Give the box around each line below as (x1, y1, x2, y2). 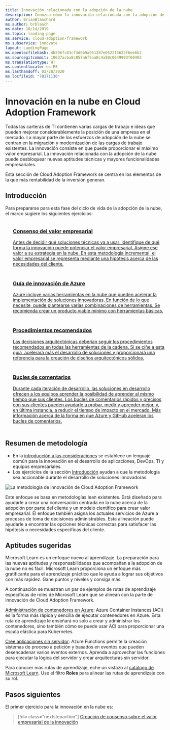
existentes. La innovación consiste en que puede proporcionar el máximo (5, 145, 158, 151)
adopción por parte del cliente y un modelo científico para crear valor (5, 505, 151, 511)
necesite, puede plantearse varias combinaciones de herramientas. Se (12, 302, 160, 308)
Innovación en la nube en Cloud (5, 96, 141, 108)
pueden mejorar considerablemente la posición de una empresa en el (5, 128, 151, 135)
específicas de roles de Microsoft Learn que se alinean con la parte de (5, 592, 153, 598)
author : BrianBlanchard (5, 17, 56, 22)
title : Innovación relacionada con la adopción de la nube (5, 7, 133, 13)
